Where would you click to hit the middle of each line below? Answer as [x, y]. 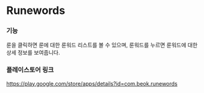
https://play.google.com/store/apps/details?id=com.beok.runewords [92, 83]
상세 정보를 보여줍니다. [33, 53]
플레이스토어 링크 [30, 70]
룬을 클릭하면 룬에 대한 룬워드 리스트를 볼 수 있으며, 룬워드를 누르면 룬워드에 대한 [102, 45]
